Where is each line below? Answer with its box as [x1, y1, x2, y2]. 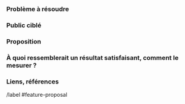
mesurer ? [6, 61, 37, 70]
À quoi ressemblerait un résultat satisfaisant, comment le [6, 53, 179, 62]
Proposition [6, 37, 41, 45]
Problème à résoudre [6, 5, 70, 13]
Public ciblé [6, 21, 42, 29]
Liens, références [6, 77, 59, 86]
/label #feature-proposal [6, 91, 68, 98]
